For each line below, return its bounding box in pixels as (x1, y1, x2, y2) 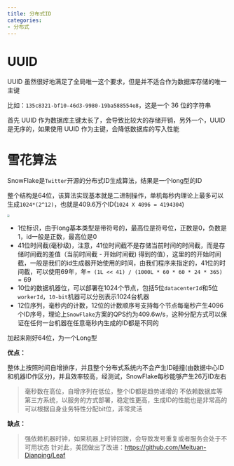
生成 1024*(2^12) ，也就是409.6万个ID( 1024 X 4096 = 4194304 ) (7, 200, 184, 209)
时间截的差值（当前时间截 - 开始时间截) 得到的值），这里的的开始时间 (23, 249, 222, 258)
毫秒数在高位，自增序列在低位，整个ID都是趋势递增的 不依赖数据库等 (24, 387, 223, 395)
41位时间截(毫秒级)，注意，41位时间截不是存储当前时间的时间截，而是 (17, 241, 219, 249)
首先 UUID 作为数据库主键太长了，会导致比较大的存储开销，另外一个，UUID (7, 116, 226, 125)
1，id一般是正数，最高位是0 (17, 232, 97, 240)
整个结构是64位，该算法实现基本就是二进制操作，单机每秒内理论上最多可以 (7, 191, 224, 200)
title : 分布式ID (7, 10, 52, 18)
